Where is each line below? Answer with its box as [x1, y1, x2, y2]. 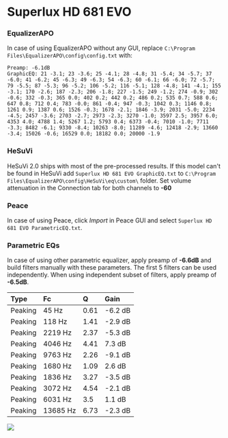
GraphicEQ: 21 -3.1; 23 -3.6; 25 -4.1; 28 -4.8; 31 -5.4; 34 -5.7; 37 [7, 70, 212, 77]
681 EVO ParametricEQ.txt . [7, 224, 83, 232]
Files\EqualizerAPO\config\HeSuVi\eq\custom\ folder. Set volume [7, 176, 192, 185]
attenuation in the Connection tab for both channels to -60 [7, 183, 172, 192]
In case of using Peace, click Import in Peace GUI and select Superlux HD [7, 216, 212, 224]
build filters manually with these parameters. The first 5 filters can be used [7, 263, 217, 272]
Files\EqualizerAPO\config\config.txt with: [7, 51, 133, 60]
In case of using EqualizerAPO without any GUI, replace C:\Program [7, 44, 196, 52]
